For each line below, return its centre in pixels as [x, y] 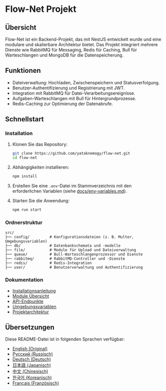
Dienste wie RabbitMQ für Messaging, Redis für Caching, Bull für [71, 50]
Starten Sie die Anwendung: [41, 201]
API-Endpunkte [28, 301]
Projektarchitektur [31, 312]
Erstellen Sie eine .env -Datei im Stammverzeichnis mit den [72, 186]
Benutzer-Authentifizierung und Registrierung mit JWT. [68, 88]
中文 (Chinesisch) [30, 371]
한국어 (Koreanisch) [32, 378]
